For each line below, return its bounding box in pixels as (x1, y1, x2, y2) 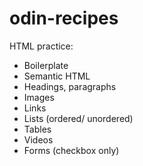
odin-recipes (9, 7, 119, 30)
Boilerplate (23, 59, 69, 71)
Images (23, 91, 55, 103)
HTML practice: (9, 40, 74, 52)
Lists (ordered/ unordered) (23, 112, 134, 124)
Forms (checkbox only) (23, 144, 120, 156)
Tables (23, 123, 52, 135)
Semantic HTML (23, 70, 91, 82)
